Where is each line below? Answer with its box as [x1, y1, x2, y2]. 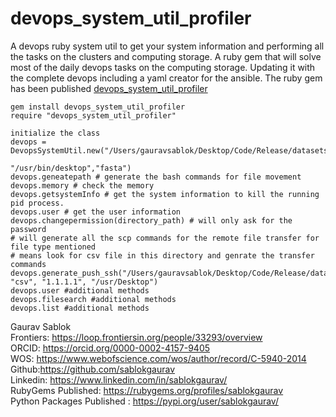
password [10, 224, 47, 234]
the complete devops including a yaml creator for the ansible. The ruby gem [10, 72, 323, 84]
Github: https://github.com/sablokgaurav [10, 363, 176, 375]
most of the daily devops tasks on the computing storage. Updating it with [10, 61, 316, 73]
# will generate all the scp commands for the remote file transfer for [10, 233, 320, 243]
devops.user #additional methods [10, 285, 150, 296]
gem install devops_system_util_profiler [10, 102, 186, 112]
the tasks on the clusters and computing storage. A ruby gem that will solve [10, 50, 322, 62]
